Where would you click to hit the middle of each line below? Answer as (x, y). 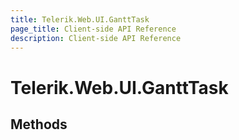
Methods (39, 124)
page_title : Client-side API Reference (93, 29)
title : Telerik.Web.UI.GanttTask (80, 19)
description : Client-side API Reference (96, 38)
